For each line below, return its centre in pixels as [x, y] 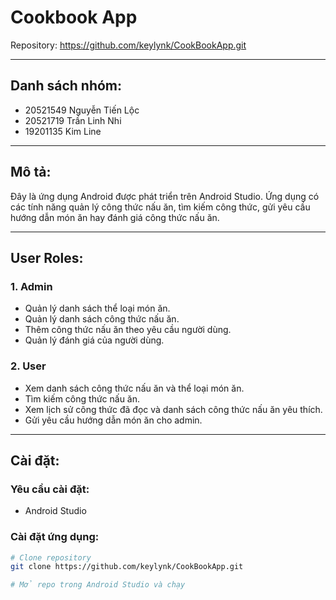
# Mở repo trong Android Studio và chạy [98, 585]
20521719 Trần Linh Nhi [73, 120]
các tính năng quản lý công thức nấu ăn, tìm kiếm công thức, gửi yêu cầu [160, 207]
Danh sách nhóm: [66, 86]
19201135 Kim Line [63, 131]
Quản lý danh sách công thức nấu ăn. [102, 319]
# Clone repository [51, 557]
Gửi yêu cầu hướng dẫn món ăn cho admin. [113, 420]
